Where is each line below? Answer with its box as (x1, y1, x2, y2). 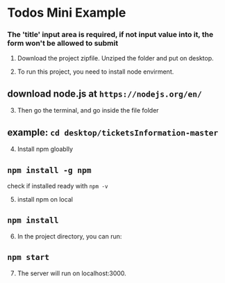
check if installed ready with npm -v (7, 181, 108, 190)
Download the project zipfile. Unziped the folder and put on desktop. (17, 54, 214, 63)
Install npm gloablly (17, 145, 74, 154)
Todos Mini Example (7, 5, 126, 21)
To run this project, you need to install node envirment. (17, 67, 174, 76)
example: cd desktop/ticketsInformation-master (7, 127, 219, 138)
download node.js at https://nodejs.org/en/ (7, 88, 203, 99)
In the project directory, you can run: (17, 232, 122, 241)
